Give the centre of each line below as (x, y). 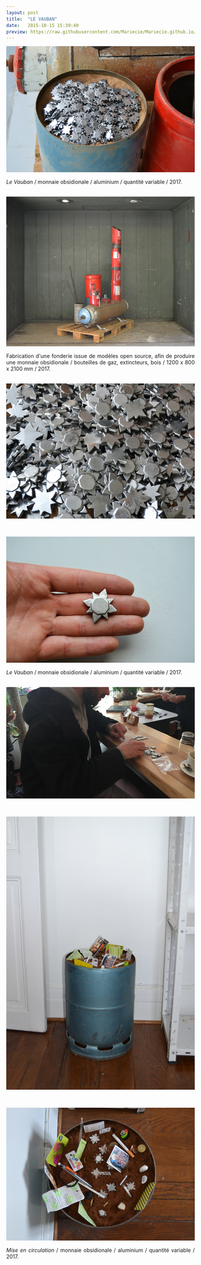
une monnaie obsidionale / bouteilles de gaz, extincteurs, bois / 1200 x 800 (100, 363)
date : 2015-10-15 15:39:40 (42, 25)
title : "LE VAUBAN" (32, 19)
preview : (17, 32)
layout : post (22, 13)
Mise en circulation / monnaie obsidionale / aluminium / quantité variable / (101, 1250)
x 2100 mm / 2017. (28, 369)
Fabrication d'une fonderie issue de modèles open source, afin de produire (100, 356)
